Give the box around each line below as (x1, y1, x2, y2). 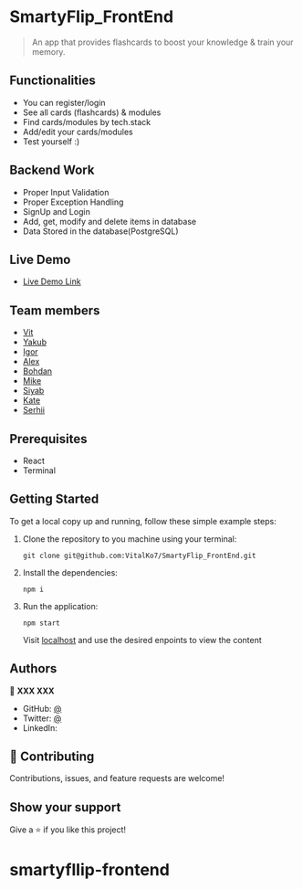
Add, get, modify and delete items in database (22, 216, 197, 227)
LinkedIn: (22, 722, 57, 733)
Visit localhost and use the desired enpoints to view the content (22, 634, 262, 645)
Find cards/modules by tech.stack (22, 116, 151, 127)
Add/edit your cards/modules (22, 126, 134, 137)
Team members (9, 302, 100, 318)
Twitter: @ (22, 713, 62, 724)
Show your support (9, 799, 121, 815)
